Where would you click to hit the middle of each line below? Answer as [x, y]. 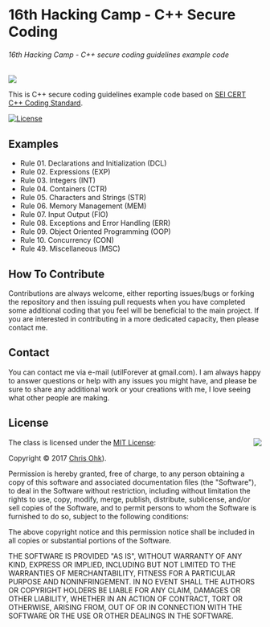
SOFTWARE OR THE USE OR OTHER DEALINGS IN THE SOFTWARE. [121, 616]
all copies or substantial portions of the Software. [90, 540]
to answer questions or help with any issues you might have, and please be [133, 380]
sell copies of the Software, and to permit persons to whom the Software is [133, 507]
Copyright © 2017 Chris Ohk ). [57, 458]
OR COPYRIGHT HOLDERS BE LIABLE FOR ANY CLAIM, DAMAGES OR [125, 590]
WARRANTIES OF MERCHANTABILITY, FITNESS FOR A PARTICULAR [122, 573]
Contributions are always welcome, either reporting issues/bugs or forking [131, 293]
